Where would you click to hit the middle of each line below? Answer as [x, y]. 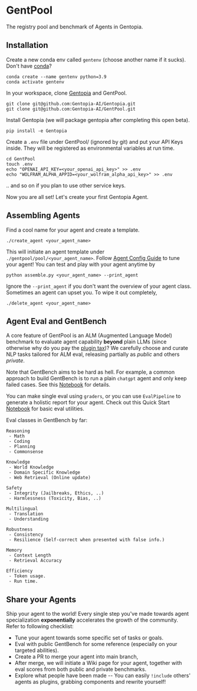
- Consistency [26, 535]
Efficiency [19, 571]
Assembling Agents [43, 216]
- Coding [19, 442]
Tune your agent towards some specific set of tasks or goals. [89, 638]
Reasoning [18, 431]
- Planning [22, 447]
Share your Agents [41, 600]
